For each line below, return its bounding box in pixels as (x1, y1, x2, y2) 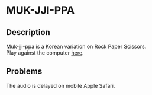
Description (6, 27, 50, 37)
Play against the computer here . (6, 49, 84, 56)
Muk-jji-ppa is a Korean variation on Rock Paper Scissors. (6, 43, 147, 50)
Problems (6, 66, 43, 77)
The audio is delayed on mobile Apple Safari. (6, 82, 115, 89)
